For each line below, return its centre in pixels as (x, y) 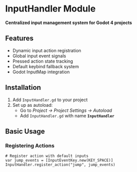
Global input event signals (39, 56)
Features (19, 38)
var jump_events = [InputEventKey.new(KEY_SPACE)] (59, 160)
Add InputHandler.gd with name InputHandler (67, 115)
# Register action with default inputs (47, 156)
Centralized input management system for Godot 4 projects (68, 23)
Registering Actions (30, 145)
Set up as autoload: (32, 105)
